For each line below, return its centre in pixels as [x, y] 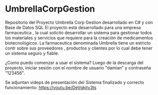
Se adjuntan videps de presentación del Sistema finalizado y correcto [75, 82]
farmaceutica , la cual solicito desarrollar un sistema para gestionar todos [79, 32]
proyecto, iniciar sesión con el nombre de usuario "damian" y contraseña [78, 68]
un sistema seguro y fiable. [32, 53]
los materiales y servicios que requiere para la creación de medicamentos [79, 38]
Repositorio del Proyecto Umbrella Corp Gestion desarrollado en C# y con [79, 22]
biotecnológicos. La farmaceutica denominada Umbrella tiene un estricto [78, 43]
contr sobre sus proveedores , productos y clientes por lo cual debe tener [79, 48]
